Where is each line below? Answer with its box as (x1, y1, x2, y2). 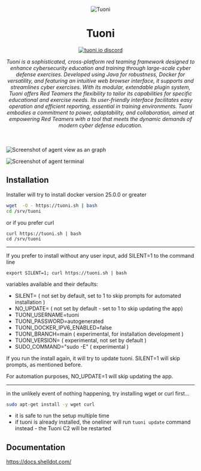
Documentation (6, 442, 66, 452)
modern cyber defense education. (59, 122, 142, 129)
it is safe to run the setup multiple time (14, 412, 109, 419)
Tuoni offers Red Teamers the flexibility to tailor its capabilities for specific (8, 90, 193, 97)
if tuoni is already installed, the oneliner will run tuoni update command (14, 418, 191, 425)
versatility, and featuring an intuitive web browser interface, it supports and (7, 77, 194, 84)
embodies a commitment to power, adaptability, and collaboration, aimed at (7, 108, 194, 116)
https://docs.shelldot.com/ (6, 458, 72, 466)
